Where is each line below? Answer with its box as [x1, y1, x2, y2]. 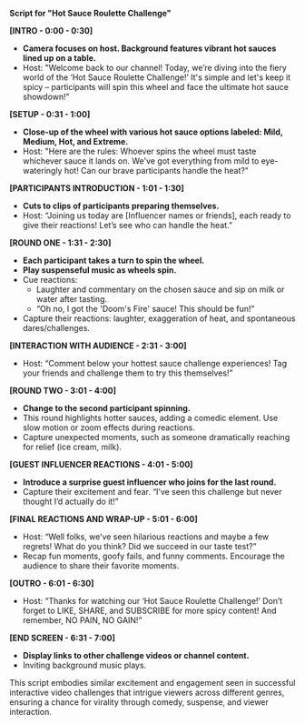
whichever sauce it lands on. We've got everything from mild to [22, 156, 260, 166]
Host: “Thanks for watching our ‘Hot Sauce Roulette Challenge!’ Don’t [22, 596, 283, 606]
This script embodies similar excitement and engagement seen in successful [9, 678, 296, 688]
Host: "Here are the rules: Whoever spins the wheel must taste [22, 146, 257, 156]
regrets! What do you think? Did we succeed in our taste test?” [22, 541, 257, 551]
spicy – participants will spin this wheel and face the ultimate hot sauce [22, 82, 289, 92]
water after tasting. [35, 294, 107, 304]
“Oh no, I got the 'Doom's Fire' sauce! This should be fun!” [35, 304, 255, 314]
